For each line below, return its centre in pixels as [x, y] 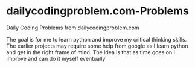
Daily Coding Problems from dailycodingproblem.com [73, 28]
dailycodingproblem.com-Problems [97, 11]
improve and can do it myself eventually [56, 58]
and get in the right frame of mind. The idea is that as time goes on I [91, 52]
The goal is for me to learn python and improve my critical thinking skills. [97, 39]
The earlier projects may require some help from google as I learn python [97, 46]
